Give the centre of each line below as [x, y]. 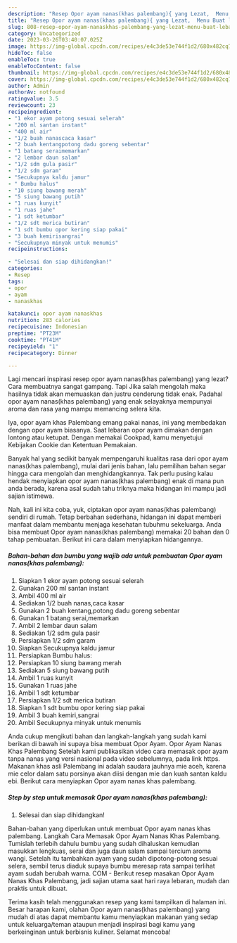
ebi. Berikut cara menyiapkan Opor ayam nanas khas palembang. [102, 781]
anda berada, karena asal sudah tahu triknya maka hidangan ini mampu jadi [117, 489]
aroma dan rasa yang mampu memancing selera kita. [85, 409]
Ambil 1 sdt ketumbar [49, 693]
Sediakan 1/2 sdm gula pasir [59, 633]
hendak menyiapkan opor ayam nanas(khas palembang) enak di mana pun [116, 481]
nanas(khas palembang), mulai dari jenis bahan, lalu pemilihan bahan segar [117, 466]
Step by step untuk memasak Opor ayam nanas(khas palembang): [108, 797]
